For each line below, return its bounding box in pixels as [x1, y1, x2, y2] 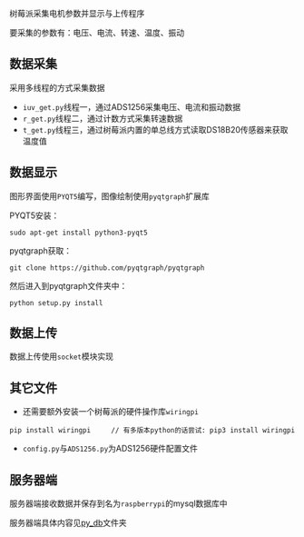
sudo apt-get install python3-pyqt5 [9, 228, 148, 237]
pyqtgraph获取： [9, 244, 73, 256]
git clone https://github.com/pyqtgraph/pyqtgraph [9, 263, 205, 273]
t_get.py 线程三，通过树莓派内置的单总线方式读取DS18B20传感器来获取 [22, 124, 289, 134]
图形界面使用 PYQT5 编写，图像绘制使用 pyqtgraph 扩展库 [9, 190, 211, 202]
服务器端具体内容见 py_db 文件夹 [9, 517, 127, 529]
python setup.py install [9, 298, 103, 307]
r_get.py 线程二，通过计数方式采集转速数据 [22, 113, 183, 124]
